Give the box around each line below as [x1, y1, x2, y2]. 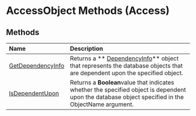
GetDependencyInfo [9, 62, 65, 69]
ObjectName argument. [69, 100, 134, 108]
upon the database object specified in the [69, 93, 184, 101]
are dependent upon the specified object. [69, 69, 184, 77]
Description [69, 45, 103, 52]
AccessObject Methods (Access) [6, 4, 170, 17]
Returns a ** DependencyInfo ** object [69, 54, 179, 62]
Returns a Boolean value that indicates [69, 79, 174, 86]
